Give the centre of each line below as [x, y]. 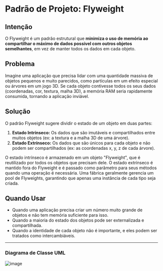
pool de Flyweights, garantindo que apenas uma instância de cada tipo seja [81, 178]
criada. [12, 183]
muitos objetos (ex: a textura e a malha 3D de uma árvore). [71, 138]
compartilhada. [27, 225]
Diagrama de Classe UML [35, 253]
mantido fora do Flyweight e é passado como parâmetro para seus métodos [81, 168]
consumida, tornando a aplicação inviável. [47, 96]
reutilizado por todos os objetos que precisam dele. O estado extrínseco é [79, 162]
